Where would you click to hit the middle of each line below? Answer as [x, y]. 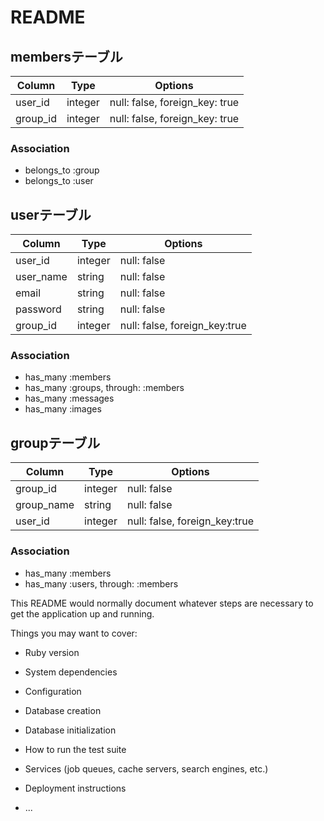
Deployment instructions [75, 788]
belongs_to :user [59, 181]
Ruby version [52, 652]
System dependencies [71, 672]
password [38, 309]
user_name [41, 277]
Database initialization [70, 730]
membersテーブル [66, 56]
